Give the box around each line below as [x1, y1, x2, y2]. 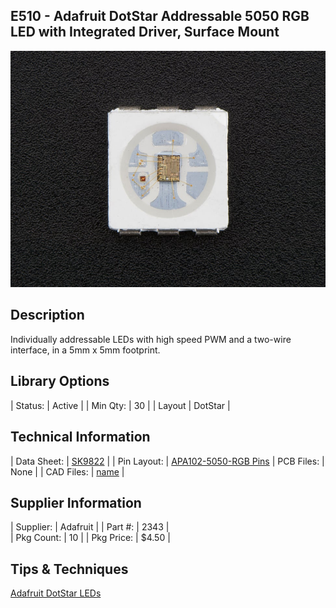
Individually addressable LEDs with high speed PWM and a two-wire [10, 333, 292, 345]
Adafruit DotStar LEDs [10, 587, 102, 599]
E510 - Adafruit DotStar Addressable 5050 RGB [10, 8, 310, 25]
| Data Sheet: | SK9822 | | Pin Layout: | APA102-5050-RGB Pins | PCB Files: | [10, 455, 325, 467]
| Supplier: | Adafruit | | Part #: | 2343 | [10, 521, 170, 533]
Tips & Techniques [10, 560, 129, 578]
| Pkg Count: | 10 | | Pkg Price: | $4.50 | [10, 532, 171, 544]
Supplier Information [10, 494, 142, 511]
